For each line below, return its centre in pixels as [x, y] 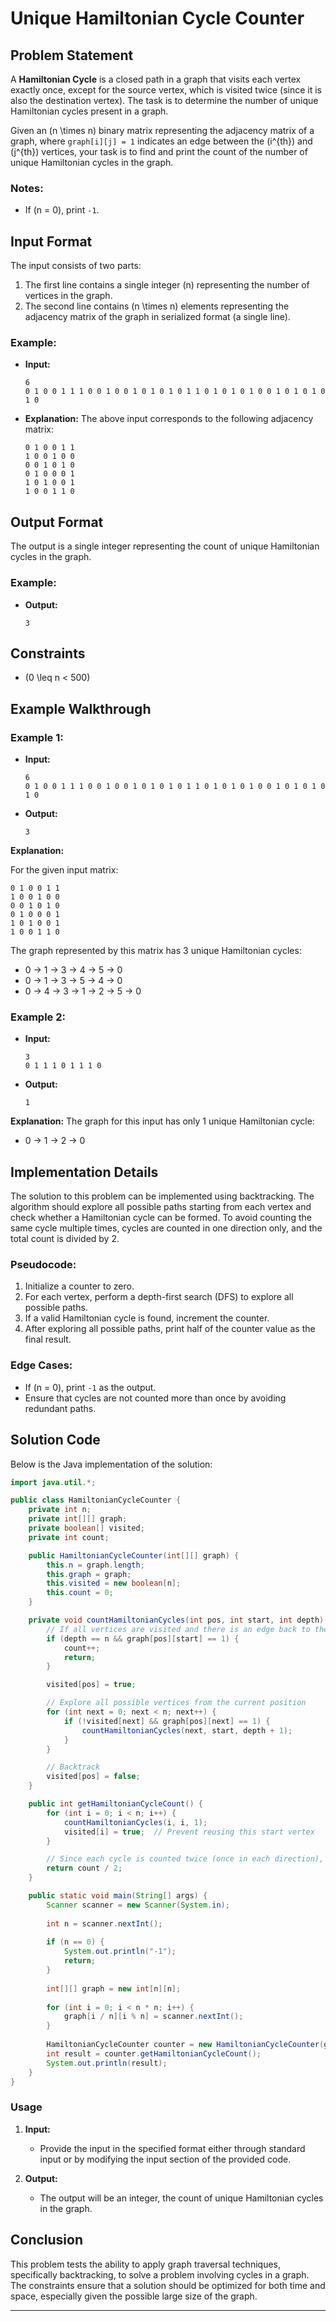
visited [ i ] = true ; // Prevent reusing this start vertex [189, 1832]
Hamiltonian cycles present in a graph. [89, 111]
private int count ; [69, 1537]
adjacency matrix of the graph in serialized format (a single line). [157, 317]
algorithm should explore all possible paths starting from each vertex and [161, 1207]
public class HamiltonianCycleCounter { [96, 1500]
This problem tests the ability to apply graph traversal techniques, [145, 2264]
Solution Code [55, 1440]
